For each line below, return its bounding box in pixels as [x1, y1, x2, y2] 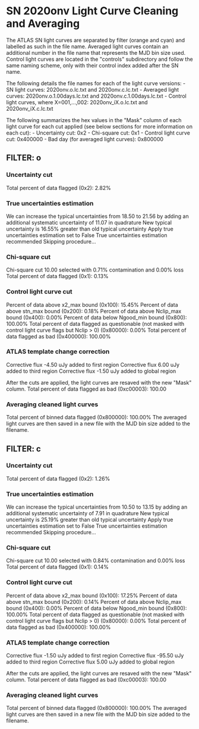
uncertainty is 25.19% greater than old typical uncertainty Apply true [6, 516, 173, 524]
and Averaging [6, 17, 80, 30]
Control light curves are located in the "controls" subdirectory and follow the [6, 55, 193, 63]
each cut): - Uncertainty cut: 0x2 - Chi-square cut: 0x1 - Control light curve [6, 129, 190, 136]
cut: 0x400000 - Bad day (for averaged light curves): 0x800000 [6, 135, 164, 142]
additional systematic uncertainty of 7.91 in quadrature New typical [6, 510, 169, 517]
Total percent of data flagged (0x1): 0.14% [6, 563, 109, 571]
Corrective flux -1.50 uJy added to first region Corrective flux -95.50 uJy [6, 652, 184, 659]
